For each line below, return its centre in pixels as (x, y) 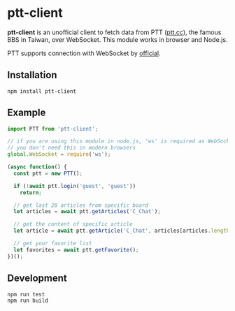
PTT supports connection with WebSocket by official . (84, 53)
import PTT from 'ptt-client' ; (53, 129)
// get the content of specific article (73, 224)
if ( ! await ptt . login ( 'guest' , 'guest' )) (75, 186)
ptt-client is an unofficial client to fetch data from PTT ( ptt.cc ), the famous (114, 32)
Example (27, 113)
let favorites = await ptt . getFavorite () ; (76, 249)
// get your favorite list (53, 244)
